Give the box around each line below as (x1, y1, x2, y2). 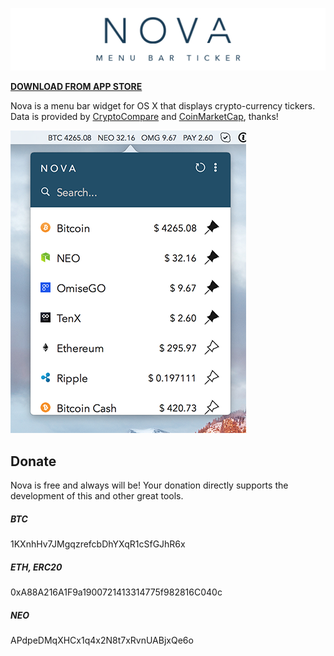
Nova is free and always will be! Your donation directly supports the (10, 479, 289, 492)
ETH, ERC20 (10, 561, 63, 573)
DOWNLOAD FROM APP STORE (10, 81, 143, 93)
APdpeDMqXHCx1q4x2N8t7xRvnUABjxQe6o (10, 634, 194, 647)
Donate (10, 453, 57, 470)
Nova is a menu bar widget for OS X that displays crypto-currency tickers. (10, 100, 316, 112)
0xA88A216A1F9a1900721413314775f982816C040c (10, 586, 223, 598)
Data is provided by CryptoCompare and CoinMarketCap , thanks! (10, 111, 279, 123)
